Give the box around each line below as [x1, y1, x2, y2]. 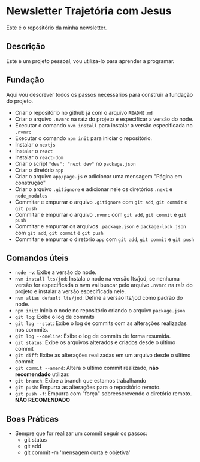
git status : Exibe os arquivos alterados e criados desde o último [14, 339, 175, 346]
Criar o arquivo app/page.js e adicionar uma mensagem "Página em [14, 172, 183, 180]
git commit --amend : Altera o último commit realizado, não [14, 365, 159, 372]
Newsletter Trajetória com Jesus [6, 4, 172, 18]
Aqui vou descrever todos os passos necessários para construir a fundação [6, 91, 193, 98]
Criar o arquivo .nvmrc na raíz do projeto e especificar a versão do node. [14, 115, 193, 123]
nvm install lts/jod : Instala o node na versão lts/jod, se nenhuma [14, 275, 180, 282]
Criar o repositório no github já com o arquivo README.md [14, 109, 153, 116]
